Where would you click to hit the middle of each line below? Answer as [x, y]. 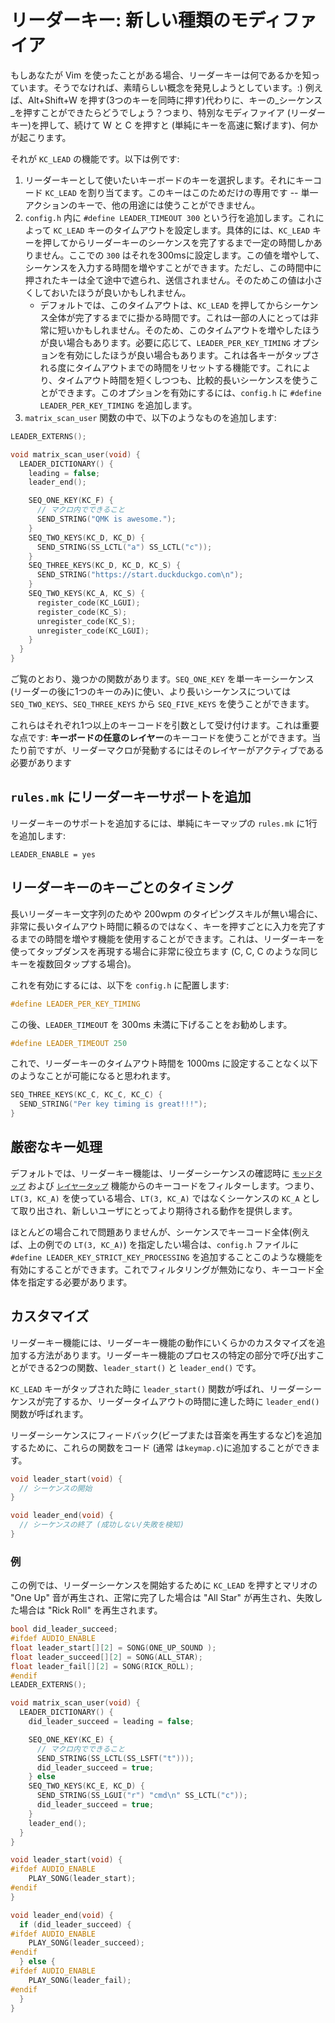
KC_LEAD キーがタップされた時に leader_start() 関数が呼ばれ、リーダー [157, 1388]
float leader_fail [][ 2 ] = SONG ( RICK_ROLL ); [102, 1666]
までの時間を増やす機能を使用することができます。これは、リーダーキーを [171, 938]
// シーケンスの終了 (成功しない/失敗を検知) [102, 1525]
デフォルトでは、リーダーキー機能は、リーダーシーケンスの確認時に [150, 1173]
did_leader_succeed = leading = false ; [111, 1722]
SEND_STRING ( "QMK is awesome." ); [106, 519]
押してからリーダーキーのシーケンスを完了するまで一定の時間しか [178, 242]
